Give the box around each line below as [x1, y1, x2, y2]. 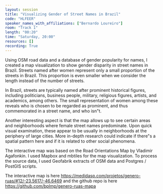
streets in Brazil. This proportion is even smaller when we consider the [5, 72, 146, 78]
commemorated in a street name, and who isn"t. [5, 108, 102, 114]
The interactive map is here [5, 172, 60, 178]
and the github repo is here [63, 178, 118, 184]
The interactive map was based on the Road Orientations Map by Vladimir [5, 148, 153, 153]
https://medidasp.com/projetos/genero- [60, 172, 141, 178]
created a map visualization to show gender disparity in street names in [5, 62, 148, 68]
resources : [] [5, 39, 34, 44]
